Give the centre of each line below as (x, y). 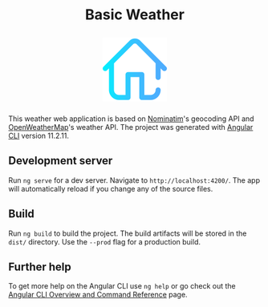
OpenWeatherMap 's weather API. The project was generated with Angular (131, 127)
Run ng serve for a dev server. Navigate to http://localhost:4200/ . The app (134, 180)
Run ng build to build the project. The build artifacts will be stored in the (128, 233)
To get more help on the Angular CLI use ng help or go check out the (122, 286)
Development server (61, 161)
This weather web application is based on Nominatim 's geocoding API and (131, 119)
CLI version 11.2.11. (39, 135)
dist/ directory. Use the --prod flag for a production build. (104, 241)
